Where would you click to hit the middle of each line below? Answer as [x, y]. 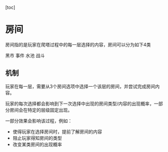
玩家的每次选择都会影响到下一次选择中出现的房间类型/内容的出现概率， [80, 104]
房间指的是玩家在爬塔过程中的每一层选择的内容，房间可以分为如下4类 [78, 44]
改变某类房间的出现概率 [37, 144]
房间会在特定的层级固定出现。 [41, 110]
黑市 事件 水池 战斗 [25, 55]
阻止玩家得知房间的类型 [37, 138]
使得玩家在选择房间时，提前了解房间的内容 [57, 132]
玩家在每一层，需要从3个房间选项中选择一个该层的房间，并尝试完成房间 [80, 86]
